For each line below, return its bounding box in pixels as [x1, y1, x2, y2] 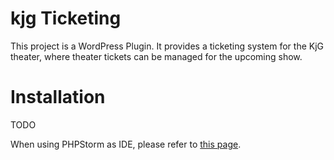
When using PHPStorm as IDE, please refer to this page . [10, 138, 242, 150]
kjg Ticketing [10, 7, 122, 30]
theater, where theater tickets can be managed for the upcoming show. [10, 50, 303, 62]
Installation [10, 86, 106, 109]
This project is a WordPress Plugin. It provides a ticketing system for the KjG [10, 40, 325, 52]
